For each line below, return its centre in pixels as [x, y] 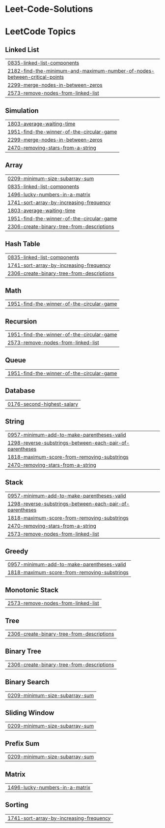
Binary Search [27, 682]
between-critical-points [36, 77]
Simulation [22, 111]
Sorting [17, 805]
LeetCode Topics [41, 32]
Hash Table [23, 244]
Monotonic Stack [32, 590]
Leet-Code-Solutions [49, 9]
